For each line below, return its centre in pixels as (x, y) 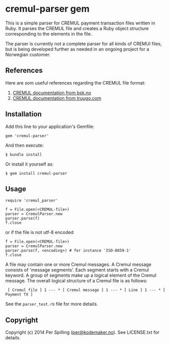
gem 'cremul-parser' (27, 136)
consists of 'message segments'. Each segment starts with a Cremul (77, 270)
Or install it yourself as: (29, 164)
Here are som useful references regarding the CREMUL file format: (75, 83)
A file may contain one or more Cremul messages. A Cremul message (78, 264)
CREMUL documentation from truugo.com (57, 98)
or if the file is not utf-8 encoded (40, 232)
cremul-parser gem (47, 9)
